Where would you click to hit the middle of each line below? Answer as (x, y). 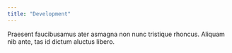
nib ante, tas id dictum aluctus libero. (61, 41)
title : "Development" (39, 14)
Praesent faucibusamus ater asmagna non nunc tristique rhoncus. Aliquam (116, 34)
